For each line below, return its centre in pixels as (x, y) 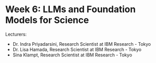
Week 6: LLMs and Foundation (71, 9)
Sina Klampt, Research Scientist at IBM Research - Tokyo (72, 55)
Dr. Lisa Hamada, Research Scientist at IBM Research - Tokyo (77, 49)
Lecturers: (16, 34)
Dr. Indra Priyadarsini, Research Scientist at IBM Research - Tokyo (82, 44)
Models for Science (47, 20)
